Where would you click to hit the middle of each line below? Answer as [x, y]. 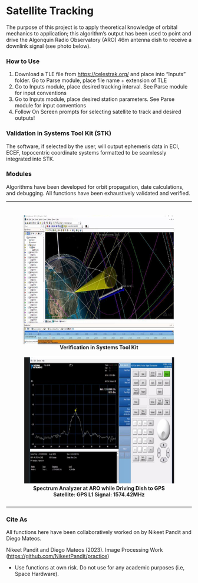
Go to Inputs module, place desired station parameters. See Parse [95, 99]
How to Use [23, 61]
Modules [19, 174]
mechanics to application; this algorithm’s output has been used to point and [99, 33]
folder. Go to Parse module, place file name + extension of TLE [91, 80]
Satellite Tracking [50, 11]
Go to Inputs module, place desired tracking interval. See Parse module [101, 87]
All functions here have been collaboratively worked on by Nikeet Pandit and [99, 532]
